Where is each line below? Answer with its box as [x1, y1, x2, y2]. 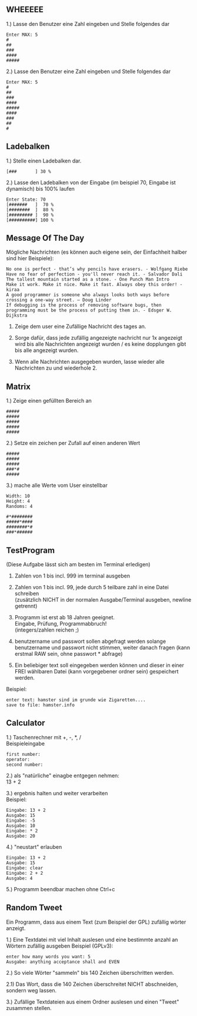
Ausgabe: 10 [6, 822, 35, 829]
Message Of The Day [6, 233, 85, 243]
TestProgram [6, 545, 55, 555]
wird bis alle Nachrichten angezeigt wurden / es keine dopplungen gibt [14, 341, 186, 348]
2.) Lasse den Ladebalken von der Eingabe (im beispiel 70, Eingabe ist [6, 179, 176, 186]
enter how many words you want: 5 [6, 954, 91, 959]
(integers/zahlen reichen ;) [14, 626, 79, 633]
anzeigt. [6, 924, 26, 932]
